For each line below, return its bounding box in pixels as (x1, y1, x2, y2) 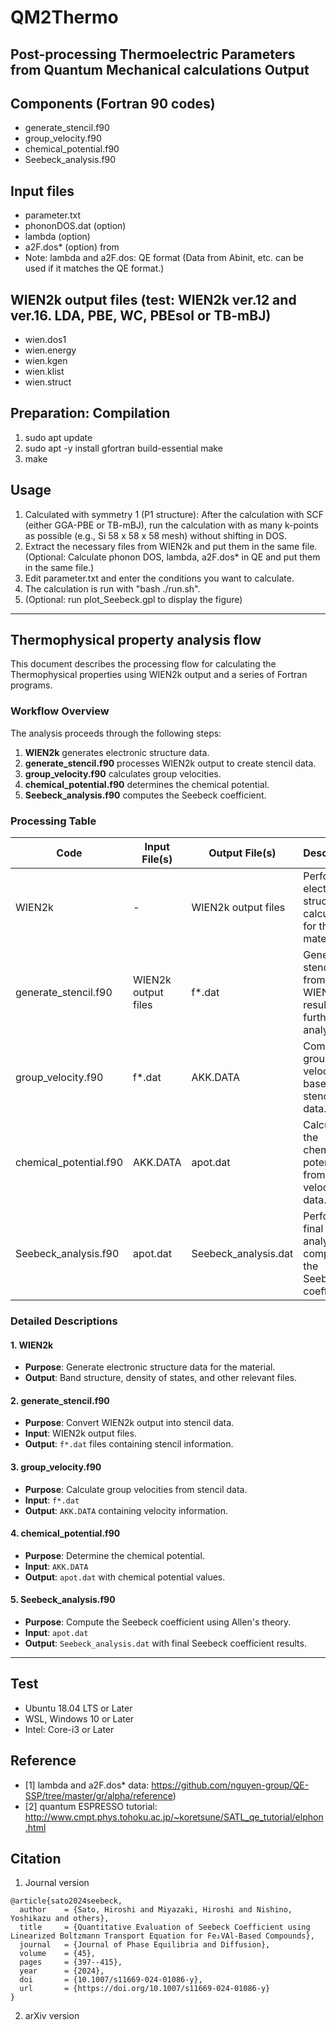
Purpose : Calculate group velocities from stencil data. (24, 1483, 248, 1495)
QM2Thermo (10, 6, 119, 29)
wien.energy (24, 344, 77, 356)
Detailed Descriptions (10, 1314, 118, 1328)
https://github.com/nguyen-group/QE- (151, 1779, 310, 1791)
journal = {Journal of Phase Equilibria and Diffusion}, (19, 1940, 271, 1950)
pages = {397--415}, (19, 1957, 123, 1968)
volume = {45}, (19, 1949, 97, 1959)
